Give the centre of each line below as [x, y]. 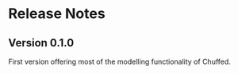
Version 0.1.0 [41, 43]
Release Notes [57, 14]
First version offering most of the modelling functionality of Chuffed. [120, 61]
